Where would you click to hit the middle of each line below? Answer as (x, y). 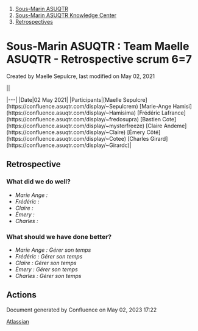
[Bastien (150, 119)
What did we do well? (39, 182)
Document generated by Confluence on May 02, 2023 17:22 (82, 310)
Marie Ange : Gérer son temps (53, 250)
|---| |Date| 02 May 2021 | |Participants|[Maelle (64, 99)
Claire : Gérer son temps (46, 263)
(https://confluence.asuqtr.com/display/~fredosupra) (72, 119)
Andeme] (175, 126)
